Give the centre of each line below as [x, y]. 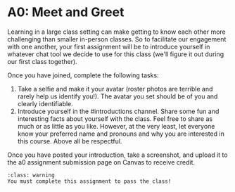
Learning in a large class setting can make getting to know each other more [117, 32]
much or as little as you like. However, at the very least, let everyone [116, 126]
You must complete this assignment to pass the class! [89, 181]
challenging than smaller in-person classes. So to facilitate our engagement [117, 39]
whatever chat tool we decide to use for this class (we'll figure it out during [116, 54]
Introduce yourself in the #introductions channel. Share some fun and [118, 111]
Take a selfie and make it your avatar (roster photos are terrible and [115, 89]
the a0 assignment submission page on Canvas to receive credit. [101, 162]
